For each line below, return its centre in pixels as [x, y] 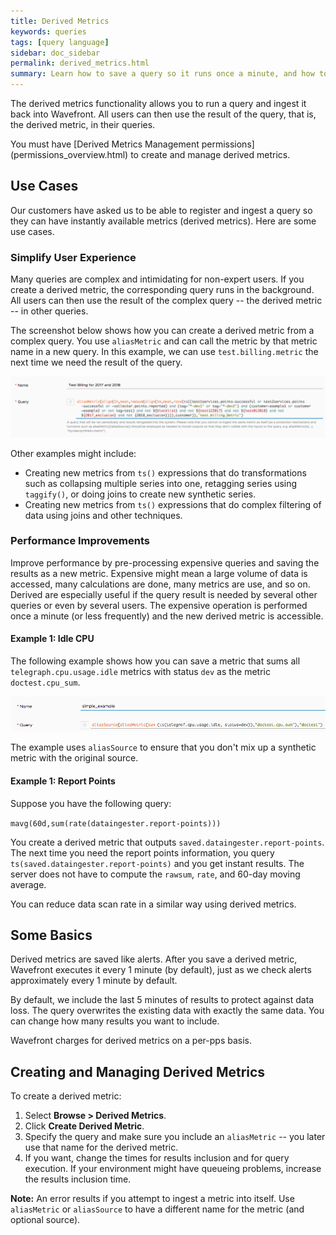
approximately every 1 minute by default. [94, 981]
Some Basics [51, 935]
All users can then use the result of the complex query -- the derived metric [166, 301]
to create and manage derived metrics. [210, 154]
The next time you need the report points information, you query [142, 852]
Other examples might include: [73, 453]
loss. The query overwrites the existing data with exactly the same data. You [167, 1011]
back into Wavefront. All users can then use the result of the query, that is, [163, 114]
